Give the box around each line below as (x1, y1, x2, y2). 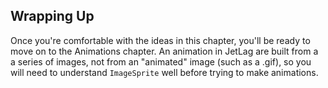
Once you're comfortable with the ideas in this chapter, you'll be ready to (10, 34, 311, 46)
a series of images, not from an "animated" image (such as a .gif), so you (10, 55, 312, 68)
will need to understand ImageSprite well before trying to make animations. (10, 66, 319, 78)
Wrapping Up (10, 8, 95, 25)
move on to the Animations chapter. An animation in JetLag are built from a (10, 45, 319, 57)
